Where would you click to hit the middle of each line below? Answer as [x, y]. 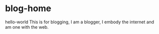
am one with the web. [27, 27]
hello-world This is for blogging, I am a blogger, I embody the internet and [80, 22]
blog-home [28, 8]
